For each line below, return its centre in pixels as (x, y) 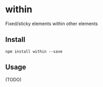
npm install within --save (34, 51)
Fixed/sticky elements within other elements (51, 24)
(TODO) (14, 79)
